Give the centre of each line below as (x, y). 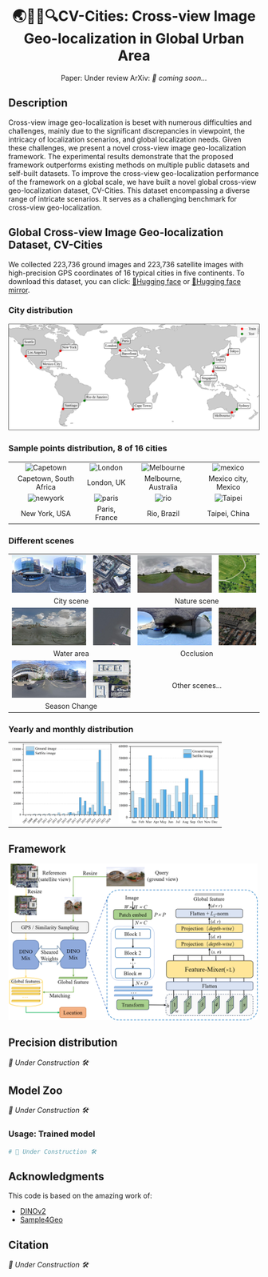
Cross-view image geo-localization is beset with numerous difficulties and (130, 122)
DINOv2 (33, 1211)
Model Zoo (35, 1090)
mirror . (19, 290)
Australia (163, 486)
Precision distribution (63, 1043)
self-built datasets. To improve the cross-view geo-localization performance (134, 173)
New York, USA (46, 513)
